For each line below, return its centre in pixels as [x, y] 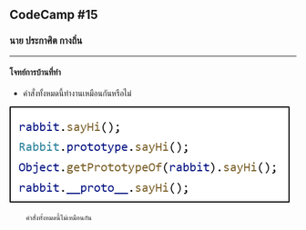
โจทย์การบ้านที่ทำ [35, 73]
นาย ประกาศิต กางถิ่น [46, 41]
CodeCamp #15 [54, 15]
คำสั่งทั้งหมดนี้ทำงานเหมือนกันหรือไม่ [77, 93]
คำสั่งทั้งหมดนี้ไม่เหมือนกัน [59, 217]
